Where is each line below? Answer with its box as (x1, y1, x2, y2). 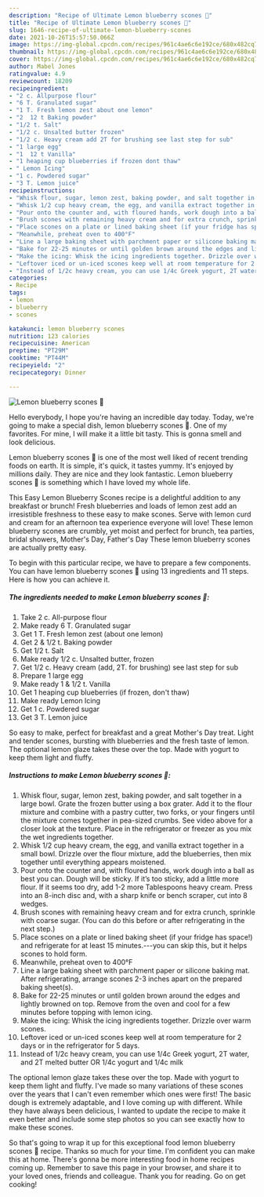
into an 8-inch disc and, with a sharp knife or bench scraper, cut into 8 (20, 890, 248, 900)
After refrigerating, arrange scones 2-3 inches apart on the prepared (20, 974, 242, 984)
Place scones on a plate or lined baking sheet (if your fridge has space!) (20, 932, 253, 942)
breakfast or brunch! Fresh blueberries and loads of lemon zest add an (9, 501, 237, 510)
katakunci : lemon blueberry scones (9, 325, 125, 333)
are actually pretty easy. (9, 542, 87, 552)
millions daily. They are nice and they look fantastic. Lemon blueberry (9, 469, 233, 479)
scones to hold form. (20, 949, 88, 958)
